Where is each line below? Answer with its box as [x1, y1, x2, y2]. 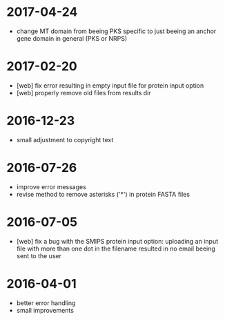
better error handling [16, 298, 76, 307]
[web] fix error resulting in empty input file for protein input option [16, 81, 204, 90]
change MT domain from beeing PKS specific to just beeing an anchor [16, 27, 217, 35]
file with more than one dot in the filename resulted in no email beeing [16, 244, 215, 253]
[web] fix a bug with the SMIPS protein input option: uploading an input [16, 237, 219, 245]
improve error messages [16, 182, 87, 191]
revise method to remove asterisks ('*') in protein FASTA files [16, 190, 190, 198]
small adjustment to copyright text [16, 135, 114, 144]
